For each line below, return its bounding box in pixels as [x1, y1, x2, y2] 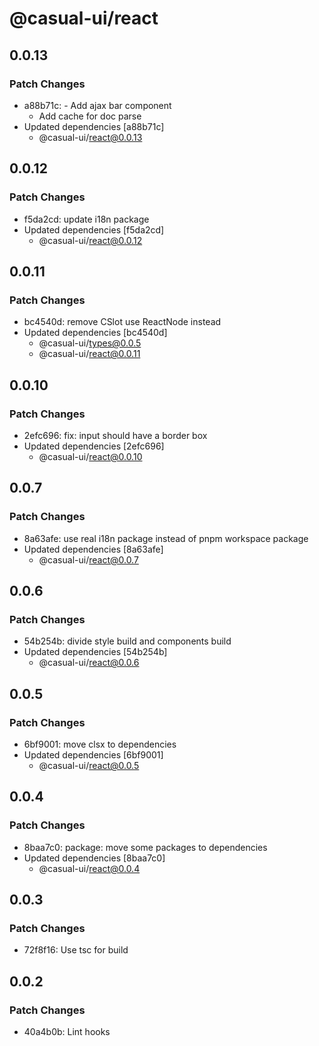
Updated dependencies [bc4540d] [23, 327, 168, 339]
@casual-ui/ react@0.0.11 [38, 348, 141, 360]
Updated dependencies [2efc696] [23, 440, 165, 452]
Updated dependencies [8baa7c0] [23, 852, 166, 864]
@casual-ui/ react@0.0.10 [38, 450, 143, 462]
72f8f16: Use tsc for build [23, 944, 129, 956]
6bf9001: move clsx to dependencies [23, 738, 177, 750]
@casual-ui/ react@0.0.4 [38, 862, 141, 874]
